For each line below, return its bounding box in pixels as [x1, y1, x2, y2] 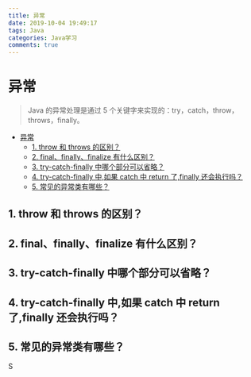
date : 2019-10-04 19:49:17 [8, 19, 98, 27]
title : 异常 [8, 11, 45, 20]
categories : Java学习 [8, 33, 78, 42]
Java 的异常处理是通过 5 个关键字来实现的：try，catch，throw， [27, 106, 239, 115]
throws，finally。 [27, 116, 85, 125]
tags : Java [8, 26, 44, 34]
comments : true [8, 41, 59, 49]
